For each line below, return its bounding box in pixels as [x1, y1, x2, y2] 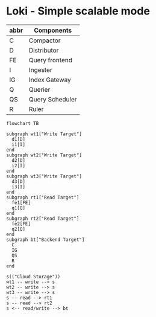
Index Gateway [28, 75, 71, 84]
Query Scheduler [28, 95, 77, 103]
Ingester [28, 65, 52, 74]
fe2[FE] [11, 220, 31, 227]
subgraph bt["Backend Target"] [6, 237, 85, 243]
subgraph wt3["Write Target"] [6, 173, 83, 179]
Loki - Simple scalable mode [6, 4, 151, 18]
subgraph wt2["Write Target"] [6, 152, 83, 158]
